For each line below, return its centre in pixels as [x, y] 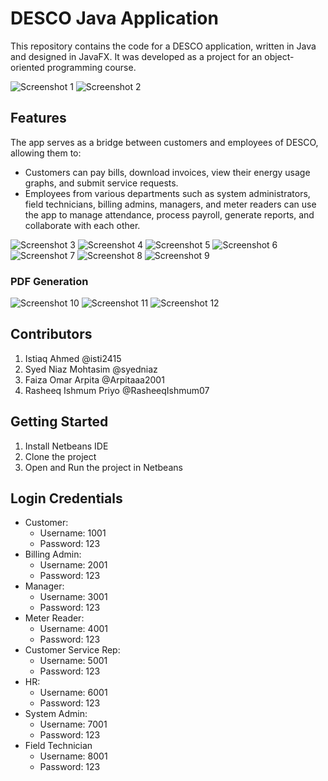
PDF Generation [49, 281]
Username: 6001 [73, 693]
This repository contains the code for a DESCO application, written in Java [163, 46]
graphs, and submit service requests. [101, 183]
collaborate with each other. [82, 225]
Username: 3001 [73, 597]
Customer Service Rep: [72, 650]
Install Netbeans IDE [66, 446]
